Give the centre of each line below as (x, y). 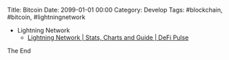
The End (19, 51)
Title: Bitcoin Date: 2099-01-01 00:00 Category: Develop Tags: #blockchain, (115, 10)
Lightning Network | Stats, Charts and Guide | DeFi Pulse (108, 37)
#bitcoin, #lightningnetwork (46, 17)
